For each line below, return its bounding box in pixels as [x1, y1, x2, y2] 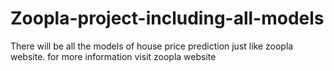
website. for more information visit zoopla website [10, 50, 217, 62]
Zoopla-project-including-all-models [10, 7, 325, 30]
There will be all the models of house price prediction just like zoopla [10, 40, 294, 52]
